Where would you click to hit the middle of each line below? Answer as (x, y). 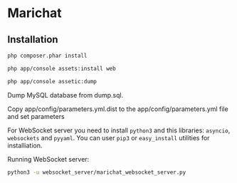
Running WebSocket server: (48, 159)
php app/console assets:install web (62, 68)
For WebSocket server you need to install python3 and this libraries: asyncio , (119, 130)
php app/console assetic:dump (52, 81)
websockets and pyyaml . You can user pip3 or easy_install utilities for (109, 137)
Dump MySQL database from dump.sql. (65, 95)
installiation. (25, 145)
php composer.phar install (47, 56)
